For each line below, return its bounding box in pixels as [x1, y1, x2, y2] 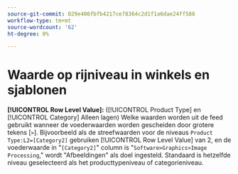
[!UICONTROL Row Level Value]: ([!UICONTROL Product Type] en [7, 106, 201, 114]
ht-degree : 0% [7, 30, 50, 38]
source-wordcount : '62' [7, 23, 78, 31]
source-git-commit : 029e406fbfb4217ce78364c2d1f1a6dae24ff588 [7, 10, 195, 18]
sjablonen [7, 82, 67, 98]
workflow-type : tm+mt [7, 17, 72, 24]
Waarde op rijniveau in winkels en [7, 67, 210, 83]
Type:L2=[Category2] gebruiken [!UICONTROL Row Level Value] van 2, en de [7, 136, 232, 144]
